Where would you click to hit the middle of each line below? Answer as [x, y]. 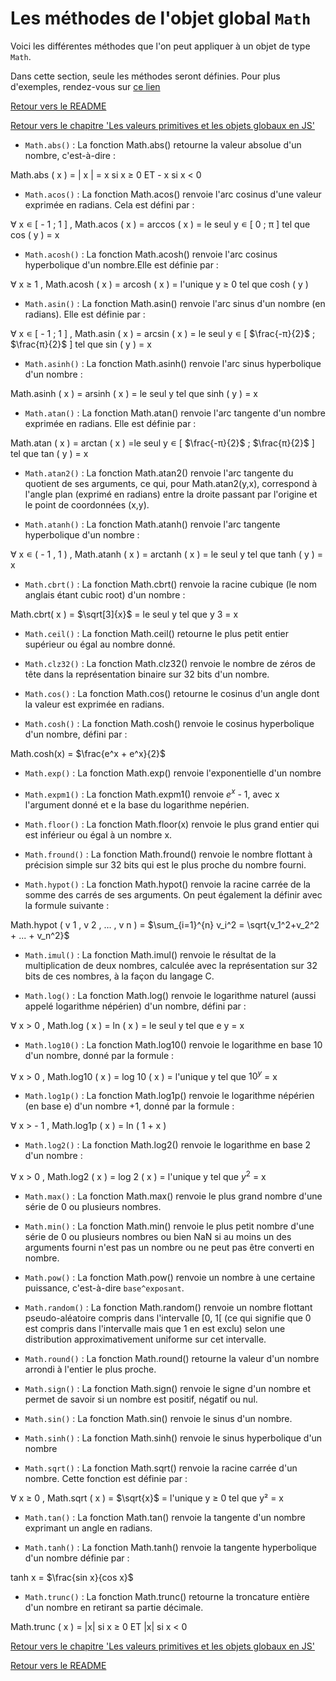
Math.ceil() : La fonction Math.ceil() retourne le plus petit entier [156, 633]
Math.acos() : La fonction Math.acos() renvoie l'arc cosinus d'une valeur [173, 194]
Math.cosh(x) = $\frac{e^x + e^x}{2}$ [88, 753]
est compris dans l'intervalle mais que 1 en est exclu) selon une [155, 1328]
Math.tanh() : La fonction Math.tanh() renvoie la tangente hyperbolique [170, 1547]
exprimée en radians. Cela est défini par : [109, 204]
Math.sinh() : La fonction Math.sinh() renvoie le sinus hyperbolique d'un [173, 1438]
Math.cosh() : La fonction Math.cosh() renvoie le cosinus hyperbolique [169, 723]
